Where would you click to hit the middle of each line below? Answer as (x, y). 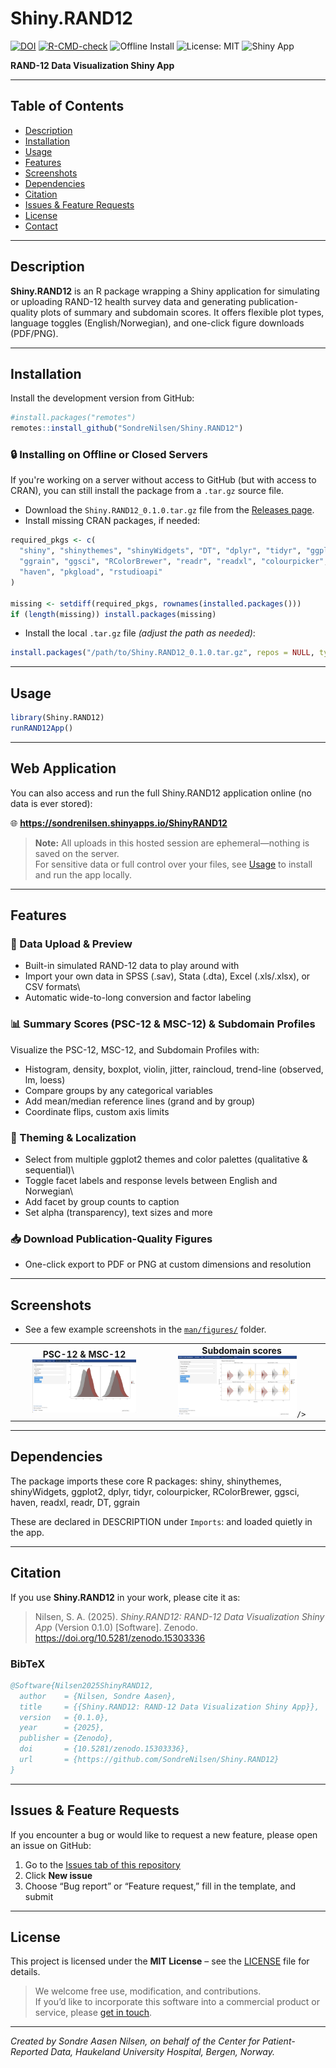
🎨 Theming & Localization (73, 1137)
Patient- (279, 2041)
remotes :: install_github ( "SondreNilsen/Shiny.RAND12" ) (127, 428)
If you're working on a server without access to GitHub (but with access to (163, 480)
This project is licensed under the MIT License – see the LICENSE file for (160, 1961)
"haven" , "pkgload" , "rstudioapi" (91, 572)
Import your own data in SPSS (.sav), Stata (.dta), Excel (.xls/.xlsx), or (167, 976)
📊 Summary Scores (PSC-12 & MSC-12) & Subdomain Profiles (163, 1024)
